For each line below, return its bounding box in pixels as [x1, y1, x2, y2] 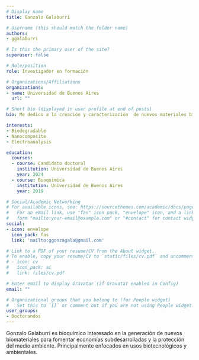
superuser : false [6, 52, 49, 58]
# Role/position [6, 63, 46, 69]
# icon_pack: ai [6, 265, 52, 271]
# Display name [6, 8, 44, 15]
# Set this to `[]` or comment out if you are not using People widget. [6, 303, 195, 308]
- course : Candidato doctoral [11, 160, 86, 166]
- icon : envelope [6, 226, 49, 232]
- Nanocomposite [6, 133, 46, 139]
